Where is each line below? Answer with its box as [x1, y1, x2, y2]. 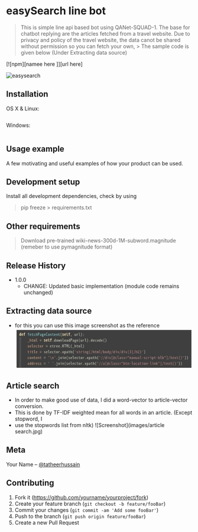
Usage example [6, 144, 65, 154]
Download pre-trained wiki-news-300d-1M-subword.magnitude [20, 237, 176, 244]
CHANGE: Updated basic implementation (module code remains [23, 283, 180, 289]
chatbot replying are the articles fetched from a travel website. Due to [20, 30, 190, 37]
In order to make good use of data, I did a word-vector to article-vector [14, 396, 188, 404]
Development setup [6, 177, 80, 187]
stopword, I [14, 415, 43, 422]
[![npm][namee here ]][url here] [6, 60, 83, 68]
